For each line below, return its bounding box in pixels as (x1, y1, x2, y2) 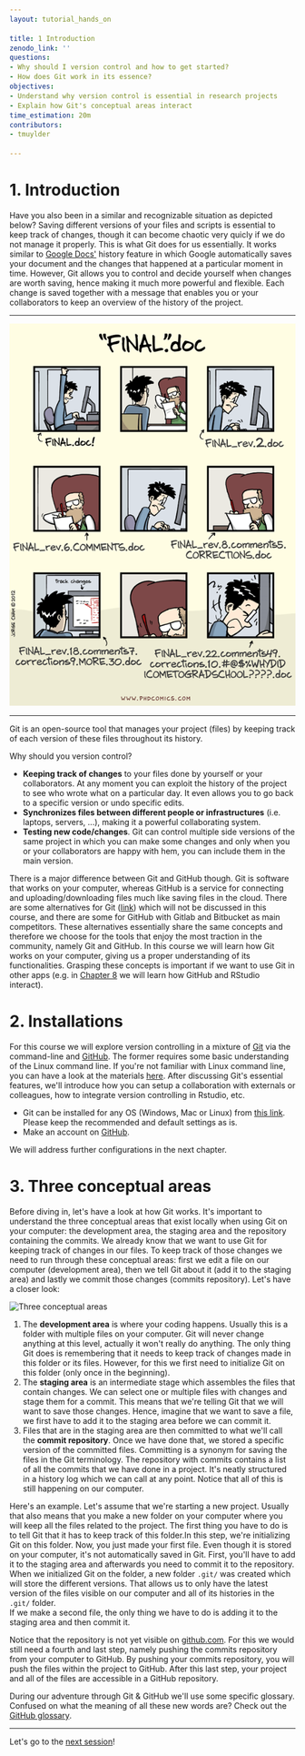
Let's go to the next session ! (9, 1736, 115, 1747)
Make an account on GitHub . (22, 1126, 130, 1137)
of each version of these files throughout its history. (9, 732, 203, 743)
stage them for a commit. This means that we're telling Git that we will (22, 1396, 284, 1407)
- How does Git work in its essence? (9, 73, 152, 82)
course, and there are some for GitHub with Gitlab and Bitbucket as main (9, 911, 280, 923)
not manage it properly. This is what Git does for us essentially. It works (9, 238, 277, 249)
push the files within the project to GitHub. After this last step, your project (9, 1663, 288, 1674)
